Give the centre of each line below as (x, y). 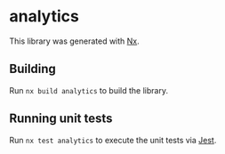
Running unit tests (61, 119)
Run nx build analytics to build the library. (89, 90)
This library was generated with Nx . (74, 41)
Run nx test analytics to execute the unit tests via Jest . (113, 140)
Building (32, 69)
